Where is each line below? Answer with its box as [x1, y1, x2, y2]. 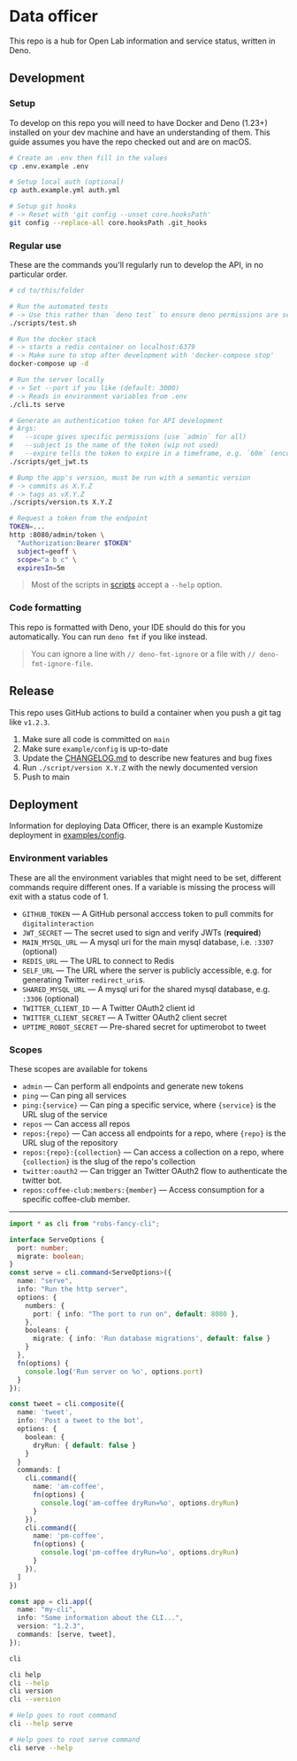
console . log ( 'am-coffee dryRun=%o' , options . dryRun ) [41, 1499, 240, 1507]
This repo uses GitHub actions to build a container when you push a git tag [9, 707, 281, 717]
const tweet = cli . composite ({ [9, 1399, 125, 1409]
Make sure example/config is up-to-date [21, 743, 169, 754]
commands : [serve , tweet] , [17, 1630, 117, 1640]
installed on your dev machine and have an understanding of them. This [9, 127, 271, 137]
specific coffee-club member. [21, 1194, 131, 1204]
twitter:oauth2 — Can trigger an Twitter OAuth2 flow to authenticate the [21, 1165, 287, 1176]
